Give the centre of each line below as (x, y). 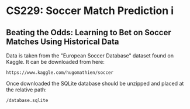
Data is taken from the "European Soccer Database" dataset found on (90, 56)
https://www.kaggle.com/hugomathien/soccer (60, 73)
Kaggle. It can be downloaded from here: (56, 62)
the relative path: (26, 90)
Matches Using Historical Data (63, 41)
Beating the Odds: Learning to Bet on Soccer (89, 33)
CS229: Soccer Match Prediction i (90, 11)
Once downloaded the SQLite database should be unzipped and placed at (95, 84)
